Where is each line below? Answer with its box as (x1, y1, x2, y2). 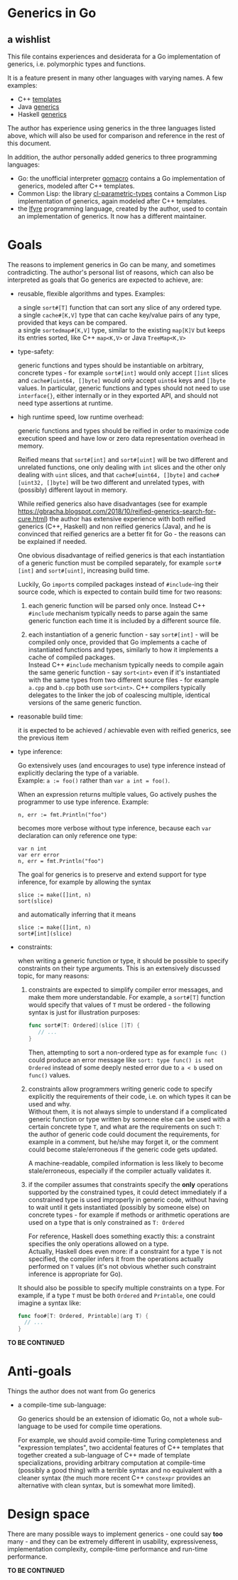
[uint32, (17, 479, 44, 486)
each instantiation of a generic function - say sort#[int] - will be (28, 630, 219, 639)
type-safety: (17, 347, 55, 355)
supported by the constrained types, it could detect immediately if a (28, 1188, 227, 1196)
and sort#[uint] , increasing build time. (35, 566, 150, 575)
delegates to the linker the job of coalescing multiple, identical (28, 691, 211, 699)
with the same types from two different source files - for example (28, 675, 220, 684)
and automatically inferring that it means (17, 910, 136, 919)
